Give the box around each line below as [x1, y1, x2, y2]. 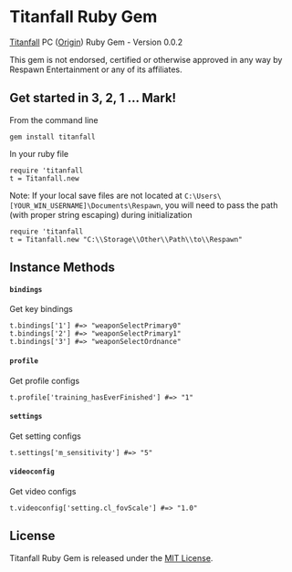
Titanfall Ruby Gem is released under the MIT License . [9, 552, 214, 563]
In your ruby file [9, 148, 69, 159]
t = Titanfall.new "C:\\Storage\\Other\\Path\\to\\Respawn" [9, 234, 244, 244]
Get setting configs [9, 431, 82, 442]
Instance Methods [9, 260, 116, 276]
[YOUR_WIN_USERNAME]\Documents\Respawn [9, 201, 162, 211]
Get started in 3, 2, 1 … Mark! [9, 90, 176, 106]
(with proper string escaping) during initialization [9, 209, 193, 220]
